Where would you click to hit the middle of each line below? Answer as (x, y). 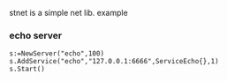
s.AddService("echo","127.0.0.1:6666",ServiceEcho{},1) (114, 62)
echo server (36, 35)
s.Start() (27, 70)
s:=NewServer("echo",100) (57, 54)
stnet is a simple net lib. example (68, 13)
